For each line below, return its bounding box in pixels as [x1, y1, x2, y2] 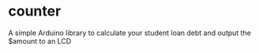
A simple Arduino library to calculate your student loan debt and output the [8, 28, 251, 37]
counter [8, 2, 62, 20]
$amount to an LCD [8, 36, 72, 45]
